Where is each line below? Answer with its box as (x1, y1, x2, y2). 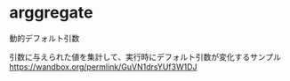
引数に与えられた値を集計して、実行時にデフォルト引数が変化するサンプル (9, 51, 282, 62)
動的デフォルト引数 (9, 33, 80, 43)
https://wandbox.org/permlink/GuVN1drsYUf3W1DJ (9, 61, 197, 72)
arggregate (9, 3, 93, 23)
